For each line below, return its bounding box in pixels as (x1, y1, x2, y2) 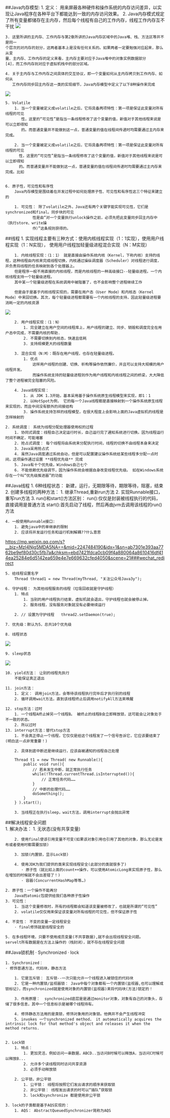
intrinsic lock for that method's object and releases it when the (5, 1021, 151, 1026)
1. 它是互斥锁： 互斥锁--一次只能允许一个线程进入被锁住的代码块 (14, 976, 134, 981)
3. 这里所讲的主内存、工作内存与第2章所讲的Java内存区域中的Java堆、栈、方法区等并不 (5, 34, 164, 40)
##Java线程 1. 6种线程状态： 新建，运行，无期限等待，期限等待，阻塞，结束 (5, 483, 163, 488)
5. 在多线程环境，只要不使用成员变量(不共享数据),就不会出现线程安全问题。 (5, 934, 143, 940)
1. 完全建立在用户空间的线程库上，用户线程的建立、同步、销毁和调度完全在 (23, 325, 158, 330)
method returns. (5, 1026, 39, 1031)
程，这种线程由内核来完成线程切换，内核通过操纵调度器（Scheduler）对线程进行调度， (5, 258, 161, 263)
